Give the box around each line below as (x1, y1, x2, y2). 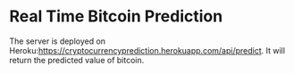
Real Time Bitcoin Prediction (9, 6, 223, 27)
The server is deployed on (9, 36, 105, 46)
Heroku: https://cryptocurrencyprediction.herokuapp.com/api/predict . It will (9, 45, 286, 55)
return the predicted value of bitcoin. (9, 54, 145, 65)
